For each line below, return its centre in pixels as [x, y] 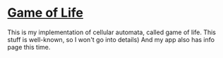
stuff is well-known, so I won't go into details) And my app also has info [111, 39]
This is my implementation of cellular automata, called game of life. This [112, 32]
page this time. [29, 47]
